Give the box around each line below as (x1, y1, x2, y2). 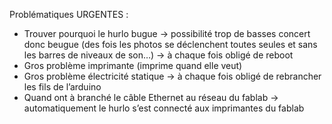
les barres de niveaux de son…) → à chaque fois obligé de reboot (23, 49, 294, 61)
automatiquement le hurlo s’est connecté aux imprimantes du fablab (23, 102, 305, 114)
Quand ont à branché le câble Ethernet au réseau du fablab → (23, 92, 279, 103)
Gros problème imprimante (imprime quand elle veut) (23, 60, 243, 71)
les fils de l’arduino (23, 81, 102, 93)
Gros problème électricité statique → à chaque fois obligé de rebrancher (23, 70, 322, 82)
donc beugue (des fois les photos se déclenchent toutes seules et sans (23, 39, 318, 50)
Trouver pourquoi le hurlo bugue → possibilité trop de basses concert (23, 28, 311, 39)
